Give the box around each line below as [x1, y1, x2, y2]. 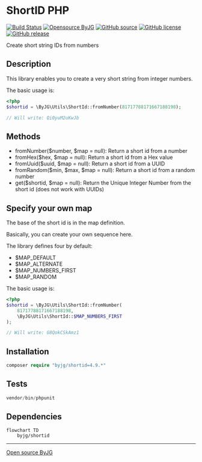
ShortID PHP [6, 4, 70, 17]
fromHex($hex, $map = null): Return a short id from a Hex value [14, 154, 173, 161]
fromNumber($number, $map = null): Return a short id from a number [14, 147, 188, 155]
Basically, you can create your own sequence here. [6, 231, 133, 238]
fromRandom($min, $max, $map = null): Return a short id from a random [14, 167, 195, 174]
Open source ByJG [6, 449, 53, 456]
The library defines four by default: [6, 242, 93, 250]
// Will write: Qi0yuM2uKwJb [6, 115, 79, 121]
